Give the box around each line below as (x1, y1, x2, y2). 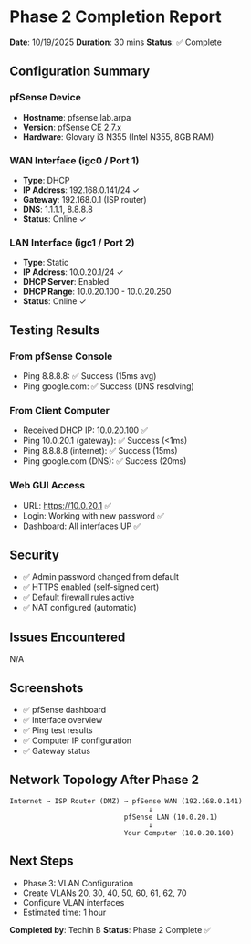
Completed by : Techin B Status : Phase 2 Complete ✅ (9, 924, 212, 935)
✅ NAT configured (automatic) (22, 603, 137, 614)
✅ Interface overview (22, 714, 103, 725)
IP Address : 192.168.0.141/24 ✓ (22, 184, 140, 195)
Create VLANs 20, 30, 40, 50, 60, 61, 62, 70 (22, 887, 187, 898)
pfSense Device (9, 91, 82, 104)
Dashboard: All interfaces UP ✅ (22, 520, 141, 531)
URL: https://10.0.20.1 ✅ (22, 499, 112, 510)
